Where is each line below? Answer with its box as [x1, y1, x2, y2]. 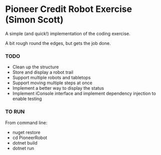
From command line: [5, 120, 47, 126]
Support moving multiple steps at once [12, 80, 92, 86]
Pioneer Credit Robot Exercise [5, 3, 132, 15]
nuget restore [12, 129, 41, 135]
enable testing [12, 96, 42, 102]
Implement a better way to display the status [12, 85, 104, 91]
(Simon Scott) [5, 14, 64, 25]
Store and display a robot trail [12, 69, 73, 75]
